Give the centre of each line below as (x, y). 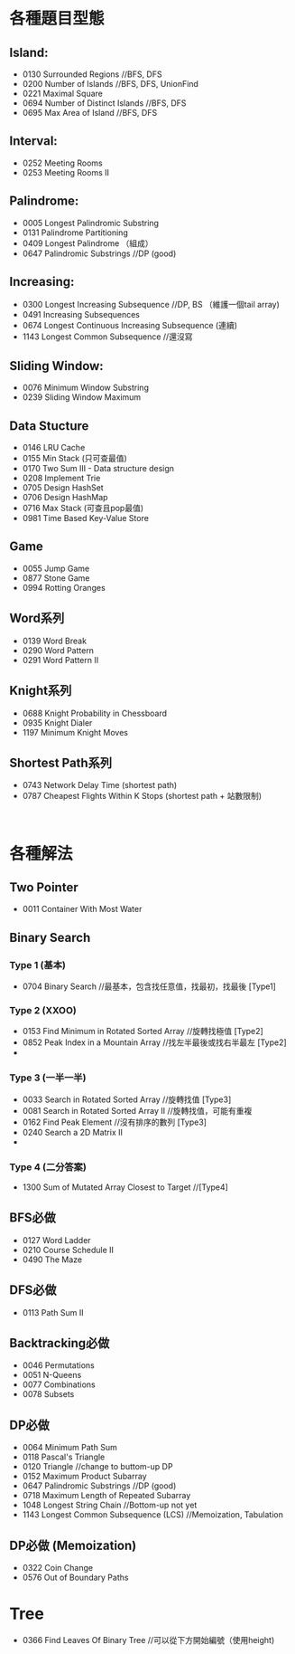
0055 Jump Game (56, 568)
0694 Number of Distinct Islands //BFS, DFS (104, 103)
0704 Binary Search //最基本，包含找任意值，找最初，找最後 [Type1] (149, 986)
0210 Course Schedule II (68, 1250)
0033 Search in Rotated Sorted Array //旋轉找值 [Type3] (127, 1099)
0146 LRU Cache (54, 448)
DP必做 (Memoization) (73, 1545)
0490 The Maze (52, 1260)
